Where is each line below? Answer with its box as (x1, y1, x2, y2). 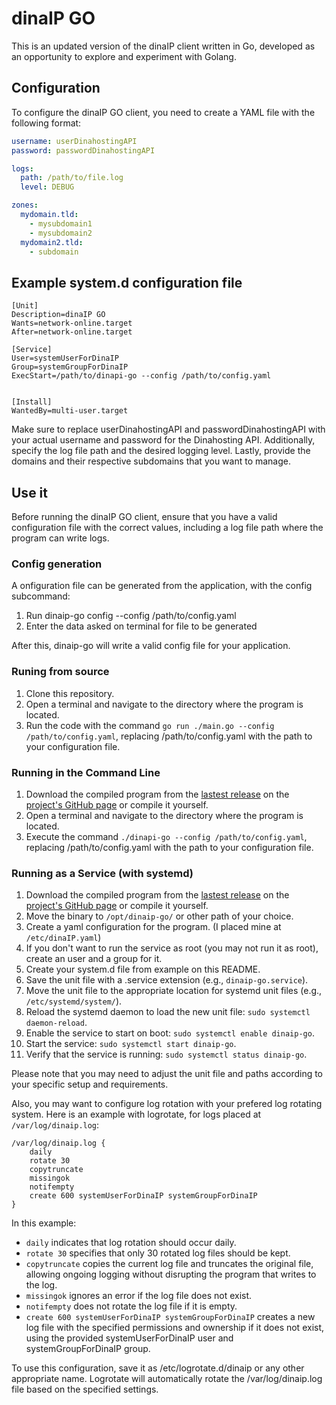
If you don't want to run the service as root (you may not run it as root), (25, 942, 319, 954)
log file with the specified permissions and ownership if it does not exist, (25, 1322, 325, 1334)
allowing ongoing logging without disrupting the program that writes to (25, 1268, 317, 1281)
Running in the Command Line (11, 765, 161, 779)
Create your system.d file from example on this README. (25, 963, 261, 976)
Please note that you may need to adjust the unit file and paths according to (11, 1068, 324, 1080)
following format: (11, 117, 82, 129)
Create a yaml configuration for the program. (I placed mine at (25, 921, 282, 933)
